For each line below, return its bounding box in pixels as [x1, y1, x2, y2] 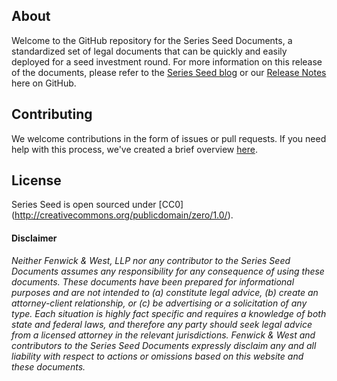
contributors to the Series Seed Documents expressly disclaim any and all [11, 339, 317, 351]
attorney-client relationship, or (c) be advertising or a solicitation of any [11, 297, 308, 309]
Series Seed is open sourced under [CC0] [11, 199, 184, 211]
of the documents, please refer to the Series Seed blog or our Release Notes [11, 66, 327, 78]
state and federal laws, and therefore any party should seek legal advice [11, 318, 313, 330]
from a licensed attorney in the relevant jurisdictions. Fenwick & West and [11, 329, 316, 341]
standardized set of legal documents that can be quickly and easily [11, 45, 288, 57]
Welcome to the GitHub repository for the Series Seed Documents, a [11, 34, 293, 46]
